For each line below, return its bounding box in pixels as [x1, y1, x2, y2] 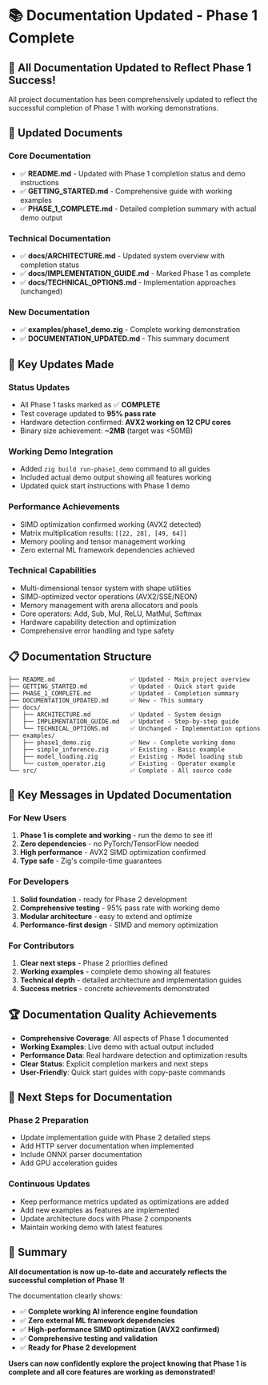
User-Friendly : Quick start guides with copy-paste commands [19, 1067, 226, 1077]
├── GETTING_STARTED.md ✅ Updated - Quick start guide [8, 682, 236, 690]
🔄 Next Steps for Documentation [8, 1091, 173, 1104]
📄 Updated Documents [8, 126, 123, 140]
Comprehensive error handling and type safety [19, 626, 174, 635]
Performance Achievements [8, 501, 120, 512]
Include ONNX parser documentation [19, 1150, 142, 1160]
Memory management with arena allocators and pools [19, 600, 198, 609]
